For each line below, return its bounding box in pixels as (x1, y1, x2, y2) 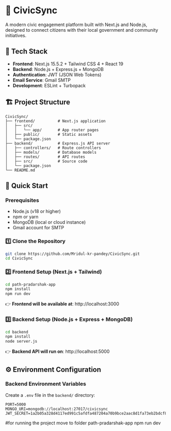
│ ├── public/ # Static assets (5, 132, 93, 137)
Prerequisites (5, 197, 39, 204)
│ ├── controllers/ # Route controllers (5, 145, 101, 150)
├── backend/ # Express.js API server (5, 140, 110, 146)
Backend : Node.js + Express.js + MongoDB (12, 66, 104, 72)
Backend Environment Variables (5, 380, 87, 388)
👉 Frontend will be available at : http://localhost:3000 (5, 301, 120, 307)
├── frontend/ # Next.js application (5, 118, 106, 124)
